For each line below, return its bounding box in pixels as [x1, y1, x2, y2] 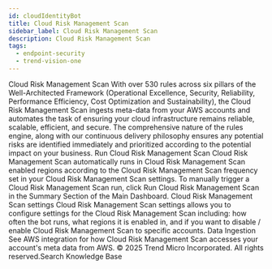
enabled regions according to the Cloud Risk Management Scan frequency [8, 165, 258, 175]
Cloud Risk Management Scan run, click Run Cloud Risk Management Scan [8, 182, 260, 192]
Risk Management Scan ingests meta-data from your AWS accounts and [8, 105, 251, 114]
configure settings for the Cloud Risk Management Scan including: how [8, 208, 247, 218]
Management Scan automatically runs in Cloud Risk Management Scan [8, 156, 246, 166]
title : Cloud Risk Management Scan [8, 19, 129, 28]
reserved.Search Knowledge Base [8, 251, 123, 261]
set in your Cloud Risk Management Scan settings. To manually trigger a [8, 173, 250, 183]
